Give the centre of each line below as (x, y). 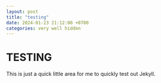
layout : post (22, 12)
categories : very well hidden (44, 28)
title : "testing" (28, 17)
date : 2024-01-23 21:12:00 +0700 (48, 23)
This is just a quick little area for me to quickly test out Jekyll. (81, 74)
